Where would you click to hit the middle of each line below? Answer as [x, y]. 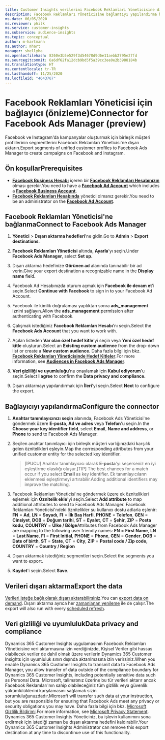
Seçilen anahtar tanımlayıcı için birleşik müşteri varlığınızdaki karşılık [81, 444]
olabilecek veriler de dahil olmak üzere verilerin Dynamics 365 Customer [79, 654]
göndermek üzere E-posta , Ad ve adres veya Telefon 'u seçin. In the [81, 423]
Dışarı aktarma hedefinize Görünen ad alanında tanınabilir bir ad [77, 266]
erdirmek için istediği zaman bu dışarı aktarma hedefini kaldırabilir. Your [77, 722]
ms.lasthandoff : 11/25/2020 [34, 74]
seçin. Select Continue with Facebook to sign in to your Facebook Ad [82, 291]
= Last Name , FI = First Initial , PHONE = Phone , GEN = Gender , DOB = [84, 536]
